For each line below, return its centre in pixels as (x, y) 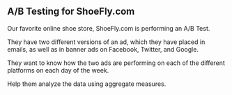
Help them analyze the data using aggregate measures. (87, 84)
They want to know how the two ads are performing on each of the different (116, 63)
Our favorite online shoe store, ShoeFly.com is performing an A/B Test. (109, 28)
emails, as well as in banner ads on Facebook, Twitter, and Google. (103, 49)
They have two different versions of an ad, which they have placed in (106, 42)
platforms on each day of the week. (58, 70)
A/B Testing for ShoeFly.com (71, 12)
